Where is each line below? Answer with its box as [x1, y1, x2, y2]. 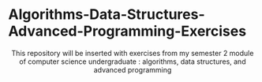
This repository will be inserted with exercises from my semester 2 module [11, 48, 254, 58]
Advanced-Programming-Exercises [8, 22, 247, 40]
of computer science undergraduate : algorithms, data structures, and [19, 57, 246, 66]
